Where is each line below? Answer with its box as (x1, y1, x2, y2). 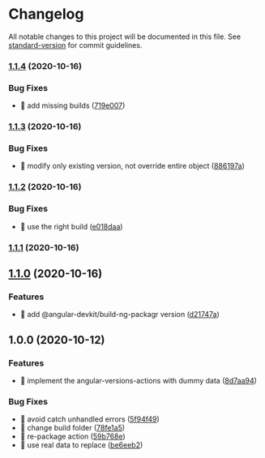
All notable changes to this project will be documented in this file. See (8, 32, 241, 41)
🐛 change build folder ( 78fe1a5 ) (19, 423, 126, 433)
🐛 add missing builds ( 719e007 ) (19, 101, 126, 110)
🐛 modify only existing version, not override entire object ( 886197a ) (19, 161, 246, 171)
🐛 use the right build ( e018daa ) (19, 221, 123, 231)
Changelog (8, 5, 84, 24)
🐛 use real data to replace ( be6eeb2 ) (19, 440, 143, 450)
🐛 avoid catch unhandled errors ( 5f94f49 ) (19, 414, 160, 424)
